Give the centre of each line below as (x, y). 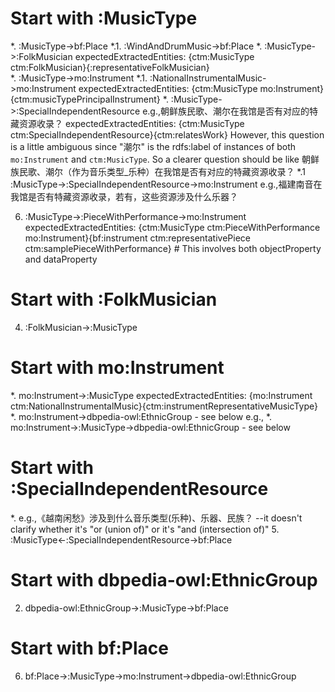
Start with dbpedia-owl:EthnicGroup (164, 579)
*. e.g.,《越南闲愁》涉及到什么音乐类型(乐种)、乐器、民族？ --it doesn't (156, 518)
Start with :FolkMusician (114, 299)
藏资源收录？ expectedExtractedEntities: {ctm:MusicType (127, 123)
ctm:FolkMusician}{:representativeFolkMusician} (110, 67)
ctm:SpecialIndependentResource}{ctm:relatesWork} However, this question (167, 134)
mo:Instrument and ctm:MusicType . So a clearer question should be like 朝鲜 (165, 159)
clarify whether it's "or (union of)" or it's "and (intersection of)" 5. (145, 529)
